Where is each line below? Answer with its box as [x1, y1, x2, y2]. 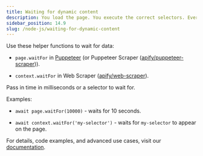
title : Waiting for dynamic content [6, 8, 98, 15]
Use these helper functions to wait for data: [6, 42, 115, 50]
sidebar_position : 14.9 [6, 20, 66, 26]
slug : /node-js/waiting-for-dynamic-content [6, 25, 120, 32]
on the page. [14, 125, 47, 133]
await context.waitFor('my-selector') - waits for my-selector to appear [14, 119, 196, 126]
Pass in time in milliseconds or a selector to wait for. [6, 84, 136, 91]
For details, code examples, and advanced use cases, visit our [6, 137, 161, 145]
